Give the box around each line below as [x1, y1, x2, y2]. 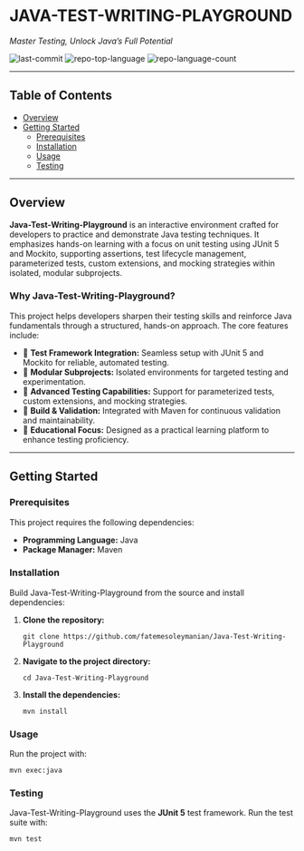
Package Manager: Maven [22, 543, 123, 554]
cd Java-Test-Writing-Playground [22, 673, 149, 682]
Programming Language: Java [22, 534, 138, 545]
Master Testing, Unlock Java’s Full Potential [9, 35, 174, 46]
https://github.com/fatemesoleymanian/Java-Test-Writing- [62, 631, 287, 641]
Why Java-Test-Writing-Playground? [9, 289, 176, 302]
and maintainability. [22, 415, 96, 425]
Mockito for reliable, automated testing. [22, 357, 170, 367]
